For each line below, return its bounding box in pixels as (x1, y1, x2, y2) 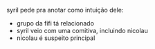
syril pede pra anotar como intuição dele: (6, 6, 124, 14)
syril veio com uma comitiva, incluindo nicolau (16, 27, 148, 35)
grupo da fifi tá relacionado (16, 19, 95, 27)
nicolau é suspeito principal (16, 34, 95, 42)
